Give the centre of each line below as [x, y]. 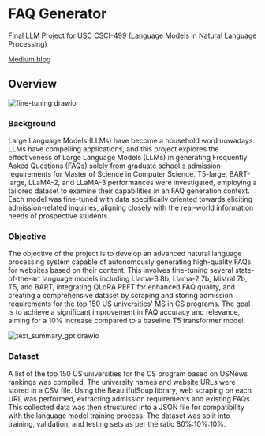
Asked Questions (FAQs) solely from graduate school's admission [114, 166]
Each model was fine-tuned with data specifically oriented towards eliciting [131, 199]
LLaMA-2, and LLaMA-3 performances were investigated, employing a [143, 183]
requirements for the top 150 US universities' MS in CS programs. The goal [129, 304]
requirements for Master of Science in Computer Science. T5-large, [118, 174]
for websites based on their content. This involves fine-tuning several [121, 270]
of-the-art [24, 279]
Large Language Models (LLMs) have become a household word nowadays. [131, 141]
